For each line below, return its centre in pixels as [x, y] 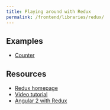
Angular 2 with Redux [41, 101]
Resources [26, 74]
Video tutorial [31, 95]
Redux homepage [36, 88]
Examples [25, 41]
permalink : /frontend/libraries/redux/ [55, 17]
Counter [25, 55]
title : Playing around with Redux [49, 12]
